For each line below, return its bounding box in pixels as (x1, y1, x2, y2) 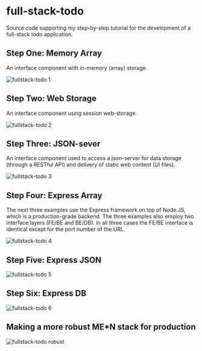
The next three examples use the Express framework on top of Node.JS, (6, 207, 186, 214)
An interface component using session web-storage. (6, 109, 137, 117)
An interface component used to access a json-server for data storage (6, 155, 182, 162)
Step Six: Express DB (6, 288, 86, 298)
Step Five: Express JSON (6, 255, 102, 265)
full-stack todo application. (6, 30, 74, 37)
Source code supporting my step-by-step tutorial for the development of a (6, 24, 191, 31)
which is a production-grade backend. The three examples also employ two (6, 213, 194, 220)
